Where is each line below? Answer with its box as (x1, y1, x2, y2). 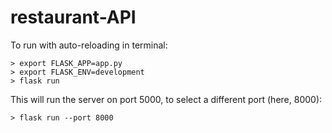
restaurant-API (10, 6, 137, 29)
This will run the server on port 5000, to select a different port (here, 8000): (10, 93, 323, 105)
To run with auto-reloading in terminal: (10, 39, 168, 51)
